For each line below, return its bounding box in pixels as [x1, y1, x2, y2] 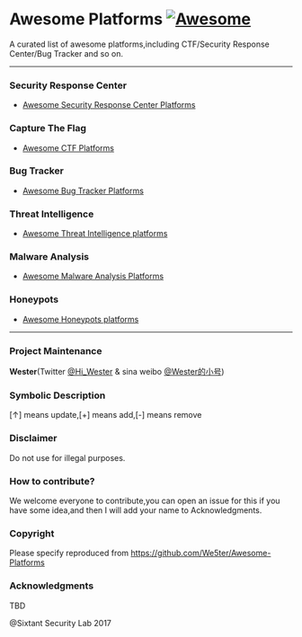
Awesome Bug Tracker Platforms [22, 185, 144, 196]
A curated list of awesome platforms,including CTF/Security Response [9, 39, 270, 49]
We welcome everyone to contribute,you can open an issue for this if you [9, 495, 280, 506]
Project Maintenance [9, 344, 102, 357]
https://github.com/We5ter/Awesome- [130, 548, 271, 559]
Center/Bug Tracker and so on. [9, 48, 124, 58]
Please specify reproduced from [9, 548, 129, 559]
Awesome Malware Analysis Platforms [22, 270, 164, 282]
